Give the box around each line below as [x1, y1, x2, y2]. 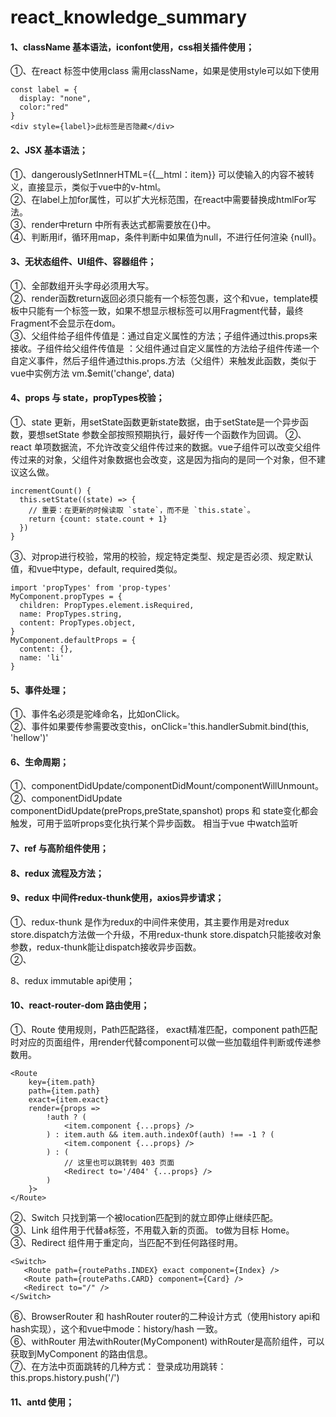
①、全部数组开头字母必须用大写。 [10, 279, 155, 291]
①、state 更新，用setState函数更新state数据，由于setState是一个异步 [10, 416, 300, 428]
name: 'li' [19, 653, 65, 663]
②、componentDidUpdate [10, 792, 123, 805]
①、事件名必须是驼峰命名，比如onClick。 [10, 708, 185, 720]
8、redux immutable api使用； [10, 974, 135, 986]
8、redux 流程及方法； [10, 867, 105, 879]
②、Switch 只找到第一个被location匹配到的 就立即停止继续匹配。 [10, 1212, 279, 1223]
